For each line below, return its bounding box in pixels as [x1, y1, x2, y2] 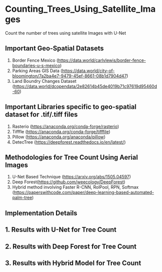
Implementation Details [5, 209, 78, 217]
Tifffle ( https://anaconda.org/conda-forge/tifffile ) [12, 128, 111, 134]
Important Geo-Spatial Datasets [5, 44, 104, 52]
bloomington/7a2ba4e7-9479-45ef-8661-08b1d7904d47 [12, 73, 127, 79]
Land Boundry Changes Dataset [12, 78, 77, 84]
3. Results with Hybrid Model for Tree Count [5, 259, 142, 267]
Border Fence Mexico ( [12, 57, 59, 63]
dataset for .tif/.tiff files [5, 110, 78, 119]
